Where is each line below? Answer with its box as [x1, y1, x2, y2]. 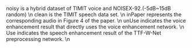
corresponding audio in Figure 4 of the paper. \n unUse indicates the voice [6, 17, 186, 24]
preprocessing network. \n [6, 36, 70, 42]
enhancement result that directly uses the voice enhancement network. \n [6, 23, 184, 30]
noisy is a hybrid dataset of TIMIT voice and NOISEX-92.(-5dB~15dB [6, 5, 172, 12]
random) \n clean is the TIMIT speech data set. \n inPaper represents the [6, 11, 182, 18]
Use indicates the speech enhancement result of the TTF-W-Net [6, 29, 162, 36]
